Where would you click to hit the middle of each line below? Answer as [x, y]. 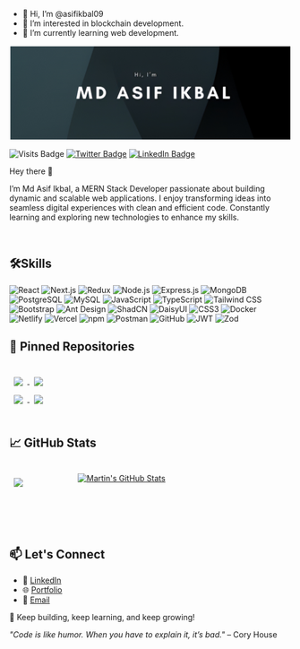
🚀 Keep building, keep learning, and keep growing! [102, 618]
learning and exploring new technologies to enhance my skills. [124, 217]
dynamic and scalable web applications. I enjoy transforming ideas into [140, 198]
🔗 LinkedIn [42, 580]
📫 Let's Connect [57, 554]
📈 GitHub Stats [53, 442]
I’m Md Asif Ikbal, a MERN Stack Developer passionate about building [137, 188]
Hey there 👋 [31, 171]
